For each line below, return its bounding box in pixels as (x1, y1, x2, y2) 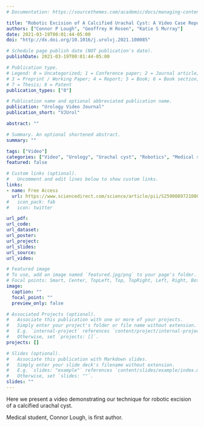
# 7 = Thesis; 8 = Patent (6, 82, 72, 88)
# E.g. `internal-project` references (6, 328, 110, 334)
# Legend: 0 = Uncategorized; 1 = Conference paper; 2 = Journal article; (6, 70, 200, 76)
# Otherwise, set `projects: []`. (6, 334, 99, 340)
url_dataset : (6, 227, 39, 233)
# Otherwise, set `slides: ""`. (6, 373, 94, 379)
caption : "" (12, 289, 42, 295)
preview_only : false (12, 300, 64, 306)
